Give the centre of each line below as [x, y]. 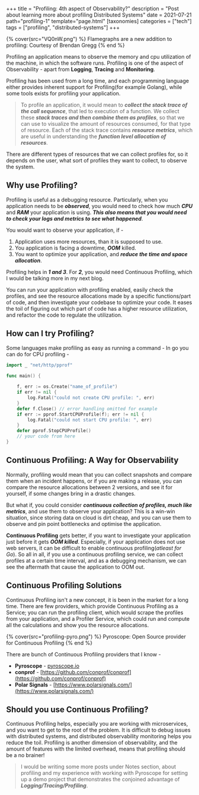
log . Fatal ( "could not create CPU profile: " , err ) [91, 398]
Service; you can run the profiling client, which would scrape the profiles [95, 612]
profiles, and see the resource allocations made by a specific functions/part [99, 296]
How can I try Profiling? [50, 333]
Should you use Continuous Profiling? [78, 709]
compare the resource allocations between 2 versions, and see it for [89, 487]
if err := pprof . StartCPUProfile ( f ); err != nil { [81, 414]
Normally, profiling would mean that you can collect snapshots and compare [99, 474]
